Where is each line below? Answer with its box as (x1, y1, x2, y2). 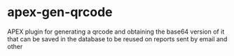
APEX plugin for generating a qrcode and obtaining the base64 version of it (7, 27, 225, 36)
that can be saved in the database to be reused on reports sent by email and (7, 34, 228, 43)
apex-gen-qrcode (7, 4, 113, 20)
